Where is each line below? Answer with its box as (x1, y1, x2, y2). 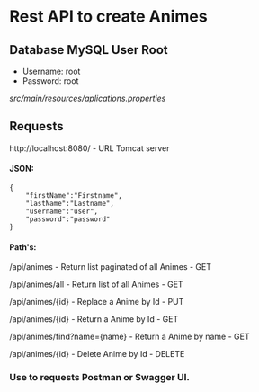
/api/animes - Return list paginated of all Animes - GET (9, 262, 212, 272)
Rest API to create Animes (9, 6, 209, 27)
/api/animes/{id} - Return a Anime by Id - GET (9, 314, 179, 325)
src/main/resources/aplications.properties (9, 93, 166, 103)
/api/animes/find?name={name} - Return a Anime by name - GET (9, 331, 250, 343)
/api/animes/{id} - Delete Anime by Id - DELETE (9, 349, 185, 360)
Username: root (22, 66, 81, 76)
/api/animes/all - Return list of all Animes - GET (9, 279, 183, 290)
